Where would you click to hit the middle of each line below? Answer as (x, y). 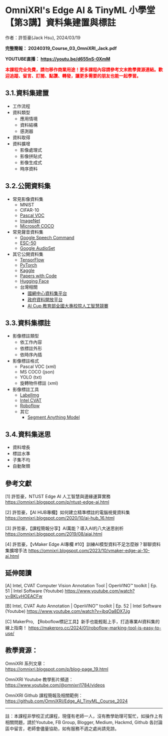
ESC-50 (28, 243)
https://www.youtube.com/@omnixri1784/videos (55, 685)
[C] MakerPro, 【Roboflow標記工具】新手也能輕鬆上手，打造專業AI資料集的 (82, 621)
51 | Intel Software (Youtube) (34, 591)
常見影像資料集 (28, 199)
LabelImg (29, 395)
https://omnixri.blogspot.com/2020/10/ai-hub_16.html (60, 518)
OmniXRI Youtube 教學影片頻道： (39, 679)
